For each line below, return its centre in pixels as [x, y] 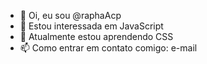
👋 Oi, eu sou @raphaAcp [70, 15]
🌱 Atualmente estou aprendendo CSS [96, 36]
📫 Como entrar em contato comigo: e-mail [108, 48]
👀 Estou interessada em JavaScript [91, 26]
